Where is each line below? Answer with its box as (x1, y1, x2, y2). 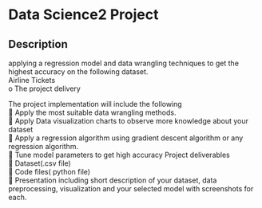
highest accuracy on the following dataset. (8, 67, 149, 77)
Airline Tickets (8, 76, 56, 84)
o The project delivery (8, 84, 81, 93)
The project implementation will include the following (8, 100, 182, 108)
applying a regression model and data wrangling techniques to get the (8, 58, 240, 68)
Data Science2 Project (8, 6, 159, 24)
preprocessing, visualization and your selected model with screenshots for (8, 184, 254, 193)
